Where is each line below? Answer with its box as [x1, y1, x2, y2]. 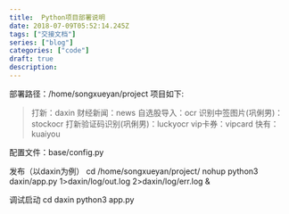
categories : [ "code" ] [9, 46, 90, 55]
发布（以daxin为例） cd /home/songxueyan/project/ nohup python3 [9, 166, 259, 177]
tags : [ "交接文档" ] [9, 29, 77, 38]
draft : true [9, 54, 54, 63]
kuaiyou [30, 128, 61, 139]
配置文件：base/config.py [9, 146, 104, 157]
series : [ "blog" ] [9, 37, 74, 47]
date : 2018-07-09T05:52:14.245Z [9, 21, 129, 30]
